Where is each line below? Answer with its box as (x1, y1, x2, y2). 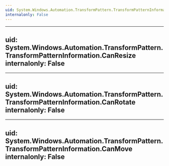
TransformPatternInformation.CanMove (5, 144, 133, 153)
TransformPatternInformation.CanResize (5, 51, 136, 60)
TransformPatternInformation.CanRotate (5, 98, 136, 106)
